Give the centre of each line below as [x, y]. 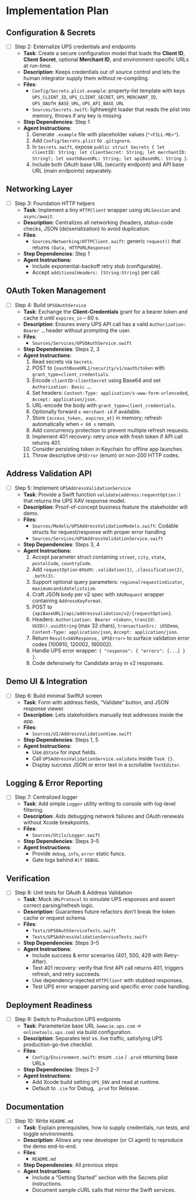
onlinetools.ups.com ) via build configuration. [78, 1032]
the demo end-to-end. [50, 1146]
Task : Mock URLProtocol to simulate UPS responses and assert [99, 899]
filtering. [33, 810]
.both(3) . [43, 575]
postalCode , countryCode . [62, 563]
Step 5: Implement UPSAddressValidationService [73, 488]
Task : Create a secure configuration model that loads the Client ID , [104, 53]
